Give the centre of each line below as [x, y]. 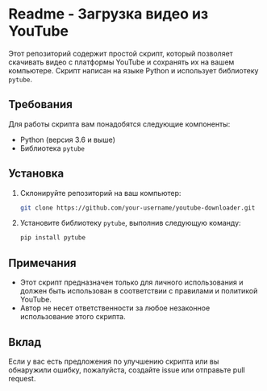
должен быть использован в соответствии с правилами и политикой [139, 291]
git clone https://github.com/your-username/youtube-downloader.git [138, 208]
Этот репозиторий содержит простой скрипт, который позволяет [121, 53]
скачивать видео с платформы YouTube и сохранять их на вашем [121, 62]
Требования [40, 104]
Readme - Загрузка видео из [108, 14]
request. [22, 378]
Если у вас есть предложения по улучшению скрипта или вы [114, 361]
